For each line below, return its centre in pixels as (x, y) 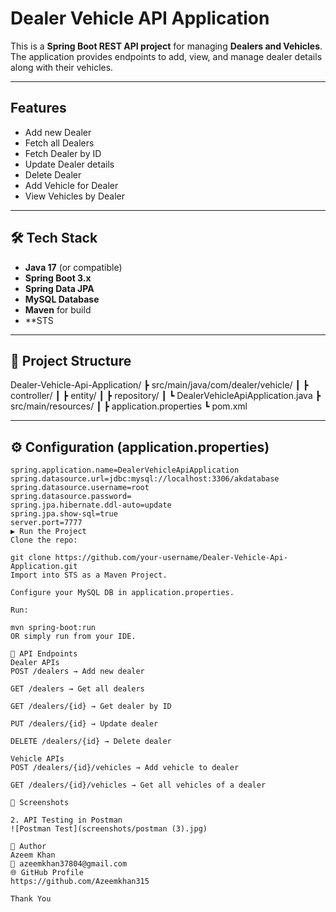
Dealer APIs (35, 663)
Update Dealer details (69, 164)
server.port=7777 (46, 523)
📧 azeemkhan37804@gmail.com (69, 864)
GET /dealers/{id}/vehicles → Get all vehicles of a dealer (138, 785)
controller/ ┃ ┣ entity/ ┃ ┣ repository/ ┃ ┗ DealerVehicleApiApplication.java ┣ (166, 396)
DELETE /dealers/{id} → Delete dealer (91, 742)
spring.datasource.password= (71, 497)
